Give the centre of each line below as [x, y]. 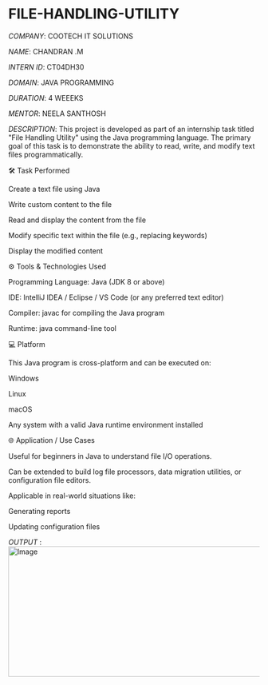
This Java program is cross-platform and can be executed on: [110, 362]
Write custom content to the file [60, 204]
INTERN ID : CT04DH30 [46, 67]
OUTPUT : [25, 542]
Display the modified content [56, 251]
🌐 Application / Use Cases [52, 440]
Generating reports [39, 511]
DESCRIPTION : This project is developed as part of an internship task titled [131, 129]
